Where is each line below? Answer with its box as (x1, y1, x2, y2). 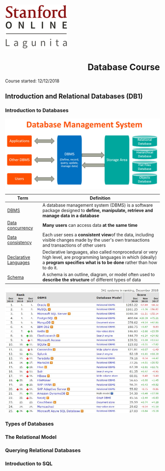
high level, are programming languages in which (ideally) (42, 254, 157, 260)
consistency (7, 240, 32, 246)
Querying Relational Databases (5, 447, 81, 454)
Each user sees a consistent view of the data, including (42, 231, 154, 238)
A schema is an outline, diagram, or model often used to (42, 272, 155, 278)
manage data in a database (42, 213, 100, 218)
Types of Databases (5, 421, 54, 428)
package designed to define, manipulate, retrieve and (42, 208, 153, 214)
